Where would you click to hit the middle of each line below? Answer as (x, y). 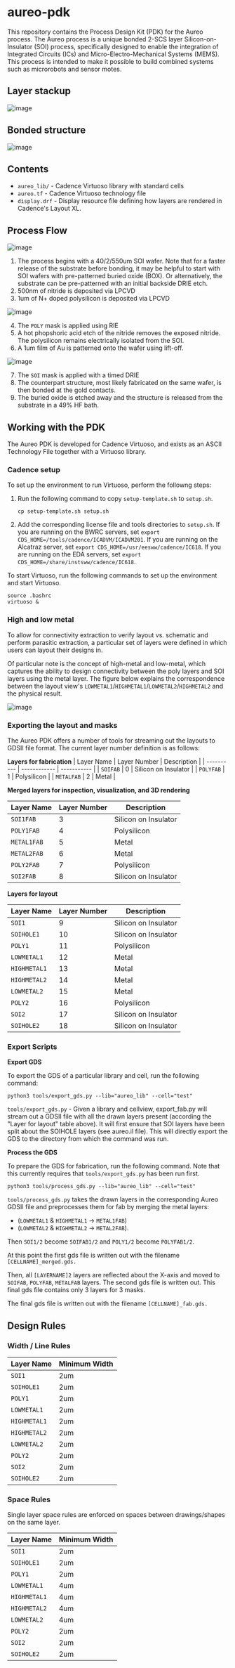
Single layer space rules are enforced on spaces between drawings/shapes (116, 1515)
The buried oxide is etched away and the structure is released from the (120, 398)
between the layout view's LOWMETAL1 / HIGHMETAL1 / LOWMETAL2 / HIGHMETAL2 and (115, 686)
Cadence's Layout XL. (49, 209)
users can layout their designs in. (55, 650)
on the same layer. (34, 1523)
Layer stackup (39, 91)
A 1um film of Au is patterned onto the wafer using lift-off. (100, 348)
